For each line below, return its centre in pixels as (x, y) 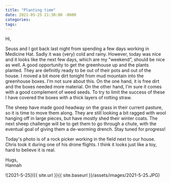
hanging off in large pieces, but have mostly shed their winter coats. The (82, 119)
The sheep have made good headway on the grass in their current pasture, (84, 107)
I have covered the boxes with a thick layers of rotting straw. (68, 98)
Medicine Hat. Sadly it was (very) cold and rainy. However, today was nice (83, 54)
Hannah (14, 165)
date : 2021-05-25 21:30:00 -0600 (41, 15)
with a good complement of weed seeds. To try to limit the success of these (85, 92)
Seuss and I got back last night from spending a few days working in (77, 49)
